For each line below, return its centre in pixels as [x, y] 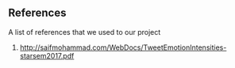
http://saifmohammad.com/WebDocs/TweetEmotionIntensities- [123, 47]
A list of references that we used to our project [85, 32]
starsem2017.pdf [47, 55]
